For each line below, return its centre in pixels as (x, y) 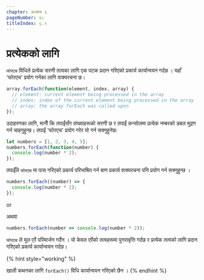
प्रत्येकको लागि (33, 53)
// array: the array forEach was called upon (70, 106)
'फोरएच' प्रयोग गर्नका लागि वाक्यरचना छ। (46, 77)
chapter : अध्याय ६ (27, 12)
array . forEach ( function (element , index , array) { (70, 89)
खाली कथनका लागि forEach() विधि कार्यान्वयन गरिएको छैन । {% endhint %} (87, 270)
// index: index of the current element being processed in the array (103, 100)
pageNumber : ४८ (25, 18)
